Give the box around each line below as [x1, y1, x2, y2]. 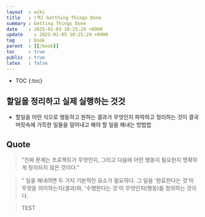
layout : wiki [6, 9, 45, 15]
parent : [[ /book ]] [6, 43, 60, 50]
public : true [6, 54, 45, 61]
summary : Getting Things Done [6, 20, 87, 26]
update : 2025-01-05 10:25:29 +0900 [6, 32, 109, 38]
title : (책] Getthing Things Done [6, 15, 102, 21]
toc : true [6, 49, 45, 55]
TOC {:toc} [15, 77, 43, 84]
